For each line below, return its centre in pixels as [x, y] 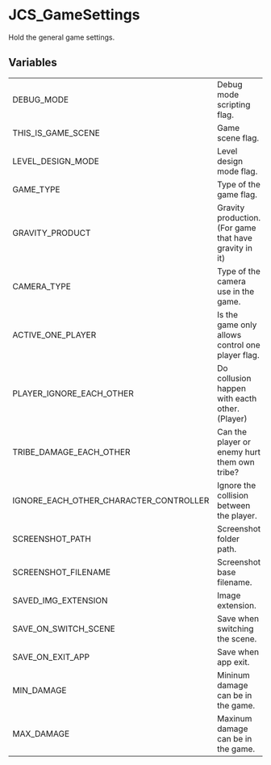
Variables [33, 63]
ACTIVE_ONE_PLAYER [54, 334]
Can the [232, 431]
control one [239, 345]
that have [235, 237]
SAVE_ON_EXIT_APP [51, 657]
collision [233, 495]
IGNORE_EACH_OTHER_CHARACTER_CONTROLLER [111, 500]
